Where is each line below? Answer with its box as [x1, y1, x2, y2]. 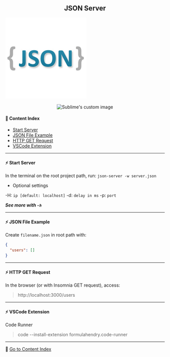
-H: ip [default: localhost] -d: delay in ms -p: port [5, 192, 116, 199]
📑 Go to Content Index [5, 346, 52, 352]
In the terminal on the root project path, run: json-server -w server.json [5, 173, 157, 179]
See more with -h [5, 202, 42, 208]
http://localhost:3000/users [17, 292, 75, 298]
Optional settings [12, 182, 49, 189]
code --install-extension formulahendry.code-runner [17, 332, 128, 338]
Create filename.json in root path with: [5, 232, 87, 238]
